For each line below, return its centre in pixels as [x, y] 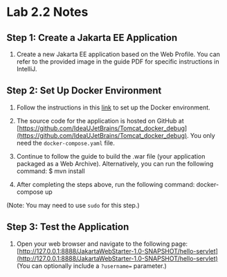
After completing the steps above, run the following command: [106, 184]
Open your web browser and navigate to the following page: [102, 244]
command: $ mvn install [51, 171]
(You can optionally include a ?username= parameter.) [91, 266]
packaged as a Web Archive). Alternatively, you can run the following [115, 163]
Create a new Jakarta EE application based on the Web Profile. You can [118, 54]
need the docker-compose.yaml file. [66, 143]
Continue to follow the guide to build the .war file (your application [111, 156]
